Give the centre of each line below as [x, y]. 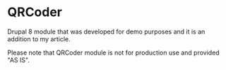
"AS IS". [19, 59]
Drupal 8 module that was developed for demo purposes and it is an [106, 31]
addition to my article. [39, 38]
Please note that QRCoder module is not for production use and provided [114, 52]
